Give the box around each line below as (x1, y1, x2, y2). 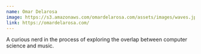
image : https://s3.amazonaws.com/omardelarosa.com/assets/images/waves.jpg (6, 14, 199, 20)
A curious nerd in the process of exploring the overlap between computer (6, 36, 187, 43)
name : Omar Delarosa (6, 8, 58, 15)
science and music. (6, 42, 54, 49)
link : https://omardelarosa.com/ (6, 20, 90, 26)
